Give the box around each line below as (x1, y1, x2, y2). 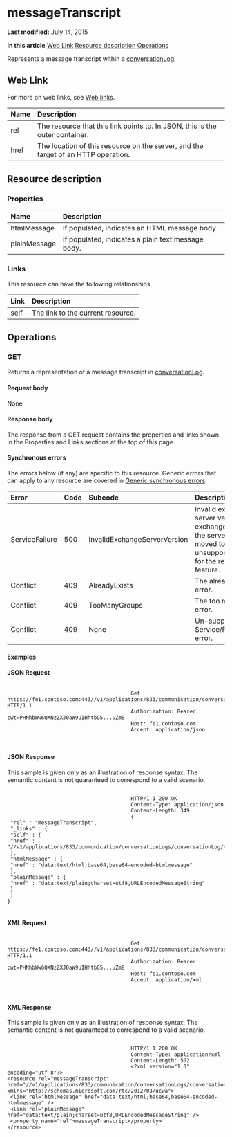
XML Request (7, 918, 47, 927)
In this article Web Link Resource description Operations (7, 41, 169, 49)
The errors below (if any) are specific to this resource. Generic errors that (7, 469, 216, 477)
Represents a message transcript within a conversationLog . (7, 54, 176, 63)
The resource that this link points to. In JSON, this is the (37, 121, 217, 131)
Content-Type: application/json (130, 801, 224, 808)
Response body (7, 415, 53, 424)
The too (194, 597, 220, 606)
